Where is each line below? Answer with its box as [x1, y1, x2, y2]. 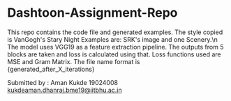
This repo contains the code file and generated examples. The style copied [7, 28, 223, 36]
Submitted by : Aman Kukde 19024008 [7, 78, 119, 86]
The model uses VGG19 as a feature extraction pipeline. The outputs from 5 [7, 42, 224, 51]
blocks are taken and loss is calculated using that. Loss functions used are [7, 50, 221, 59]
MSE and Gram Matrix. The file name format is [7, 57, 140, 65]
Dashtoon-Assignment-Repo [7, 5, 178, 21]
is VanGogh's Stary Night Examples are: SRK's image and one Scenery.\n [7, 35, 218, 43]
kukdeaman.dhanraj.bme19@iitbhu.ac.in [7, 86, 122, 94]
